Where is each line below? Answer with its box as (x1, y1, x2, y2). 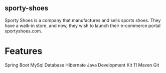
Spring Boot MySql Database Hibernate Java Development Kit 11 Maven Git (5, 62, 159, 68)
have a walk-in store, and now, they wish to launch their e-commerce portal (5, 22, 161, 28)
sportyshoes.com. (5, 27, 42, 34)
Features (5, 45, 43, 56)
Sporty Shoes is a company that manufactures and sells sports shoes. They (5, 17, 161, 23)
